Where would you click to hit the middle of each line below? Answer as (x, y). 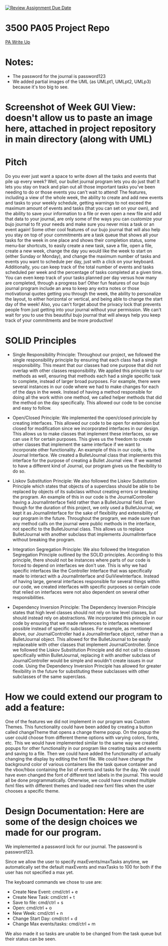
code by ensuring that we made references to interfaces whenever (81, 623)
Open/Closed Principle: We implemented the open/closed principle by (85, 418)
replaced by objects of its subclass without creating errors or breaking (85, 491)
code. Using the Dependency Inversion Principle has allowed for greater (87, 666)
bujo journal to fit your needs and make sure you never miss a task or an (80, 224)
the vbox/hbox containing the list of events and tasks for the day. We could (82, 770)
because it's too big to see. (40, 87)
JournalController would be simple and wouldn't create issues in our (83, 660)
